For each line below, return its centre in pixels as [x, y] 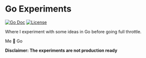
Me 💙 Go [14, 41]
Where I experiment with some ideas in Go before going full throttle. [73, 31]
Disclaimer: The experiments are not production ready [61, 50]
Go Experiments [38, 9]
